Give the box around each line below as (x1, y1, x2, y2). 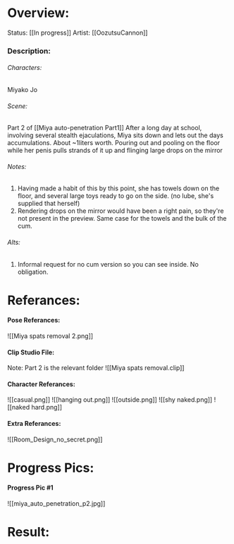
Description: (7, 46, 51, 56)
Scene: (7, 101, 28, 110)
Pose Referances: (7, 316, 61, 325)
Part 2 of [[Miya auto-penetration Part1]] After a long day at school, (7, 124, 202, 132)
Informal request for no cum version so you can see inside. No (17, 260, 199, 268)
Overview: (7, 5, 70, 21)
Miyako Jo (7, 86, 37, 94)
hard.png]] (31, 403, 62, 412)
